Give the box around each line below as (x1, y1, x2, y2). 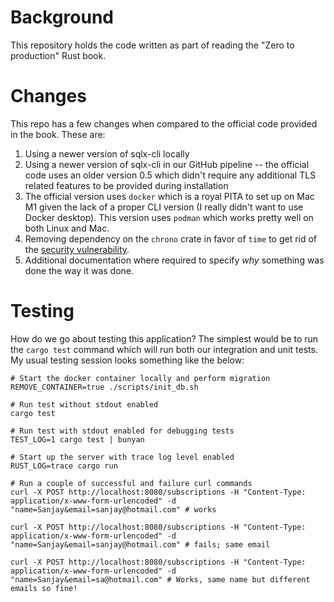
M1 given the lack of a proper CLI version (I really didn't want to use (24, 201, 304, 213)
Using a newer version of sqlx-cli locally (24, 147, 190, 160)
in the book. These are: (10, 128, 106, 140)
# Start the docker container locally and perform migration (10, 373, 271, 383)
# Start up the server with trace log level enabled (10, 452, 235, 462)
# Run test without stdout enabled (10, 399, 159, 410)
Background (10, 6, 114, 29)
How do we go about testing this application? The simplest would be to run (10, 332, 319, 345)
